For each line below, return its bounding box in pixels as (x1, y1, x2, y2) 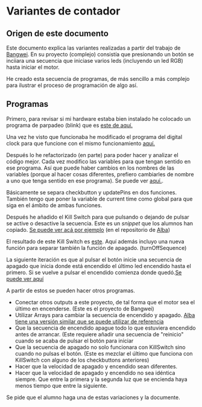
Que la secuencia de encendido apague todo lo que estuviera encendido (14, 324, 196, 332)
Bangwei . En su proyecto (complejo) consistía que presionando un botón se (6, 51, 194, 58)
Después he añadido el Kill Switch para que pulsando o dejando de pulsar (6, 213, 190, 220)
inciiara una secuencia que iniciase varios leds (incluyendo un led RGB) (6, 57, 184, 64)
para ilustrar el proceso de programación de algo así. (6, 82, 138, 89)
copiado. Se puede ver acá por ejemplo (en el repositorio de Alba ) (6, 226, 171, 233)
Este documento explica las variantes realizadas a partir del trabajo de (6, 44, 181, 51)
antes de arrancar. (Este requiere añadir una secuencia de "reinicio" (14, 330, 184, 338)
